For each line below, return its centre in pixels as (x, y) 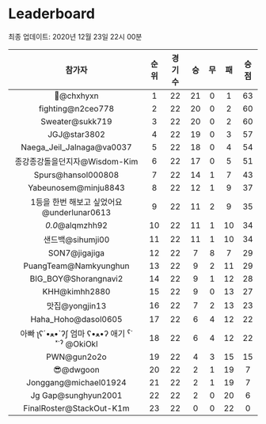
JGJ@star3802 (76, 134)
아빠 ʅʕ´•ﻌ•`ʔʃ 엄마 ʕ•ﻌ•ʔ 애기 (72, 333)
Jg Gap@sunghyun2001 (76, 395)
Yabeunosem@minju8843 (76, 187)
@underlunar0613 (77, 212)
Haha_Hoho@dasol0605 (76, 319)
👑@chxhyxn (76, 96)
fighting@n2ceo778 (76, 108)
